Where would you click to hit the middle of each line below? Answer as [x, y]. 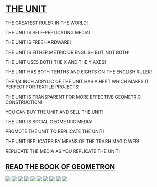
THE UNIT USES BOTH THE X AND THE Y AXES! [56, 62]
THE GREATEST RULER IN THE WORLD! [47, 23]
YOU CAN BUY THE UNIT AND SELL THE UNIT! [55, 112]
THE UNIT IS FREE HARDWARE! [38, 42]
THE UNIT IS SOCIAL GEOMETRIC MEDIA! [49, 121]
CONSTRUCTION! [24, 102]
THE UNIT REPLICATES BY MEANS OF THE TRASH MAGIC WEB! [72, 141]
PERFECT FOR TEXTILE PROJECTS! [42, 87]
